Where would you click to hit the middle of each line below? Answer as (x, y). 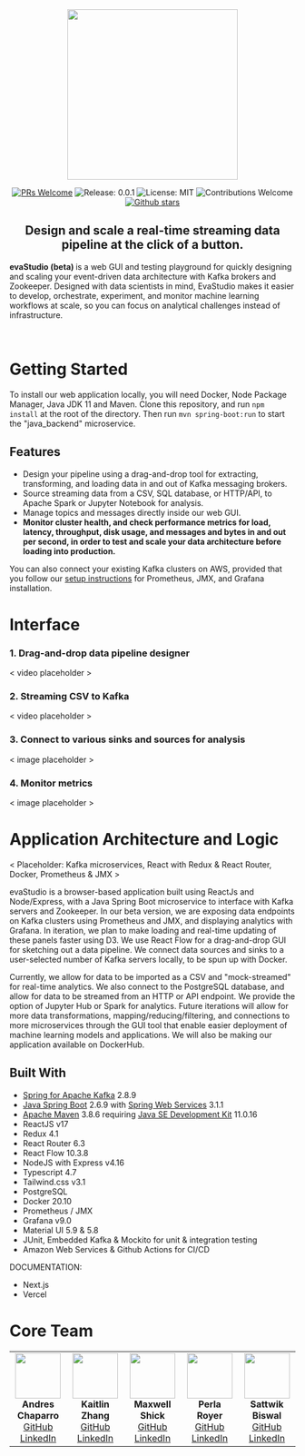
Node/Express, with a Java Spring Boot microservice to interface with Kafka (152, 901)
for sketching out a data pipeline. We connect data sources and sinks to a (147, 949)
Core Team (51, 1331)
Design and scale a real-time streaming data (152, 231)
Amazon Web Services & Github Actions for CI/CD (116, 1249)
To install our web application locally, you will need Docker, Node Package (148, 394)
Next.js (36, 1284)
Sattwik (267, 1404)
